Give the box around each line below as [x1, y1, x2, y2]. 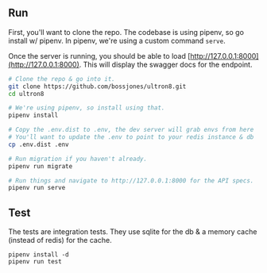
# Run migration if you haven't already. [8, 155, 148, 163]
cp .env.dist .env [8, 140, 69, 148]
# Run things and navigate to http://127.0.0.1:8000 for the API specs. [8, 176, 254, 185]
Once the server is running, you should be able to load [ [8, 51, 191, 60]
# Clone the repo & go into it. [8, 75, 115, 83]
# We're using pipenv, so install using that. [8, 104, 165, 112]
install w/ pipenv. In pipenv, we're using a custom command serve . [8, 36, 226, 45]
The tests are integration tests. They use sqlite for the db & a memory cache [8, 227, 257, 236]
